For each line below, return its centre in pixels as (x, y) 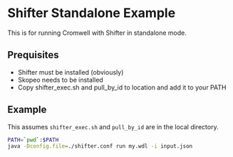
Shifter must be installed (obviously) (71, 72)
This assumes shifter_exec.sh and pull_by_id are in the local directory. (113, 126)
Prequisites (33, 55)
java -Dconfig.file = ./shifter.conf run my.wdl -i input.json (100, 146)
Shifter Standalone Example (92, 13)
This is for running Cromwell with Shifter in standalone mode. (97, 33)
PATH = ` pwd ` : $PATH (33, 140)
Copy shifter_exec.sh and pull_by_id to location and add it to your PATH (122, 87)
